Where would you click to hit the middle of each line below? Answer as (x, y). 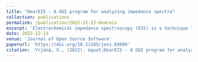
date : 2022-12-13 (27, 34)
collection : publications (38, 17)
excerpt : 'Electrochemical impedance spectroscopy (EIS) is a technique (97, 28)
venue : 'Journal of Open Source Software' (59, 39)
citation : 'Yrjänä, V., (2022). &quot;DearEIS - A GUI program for (91, 50)
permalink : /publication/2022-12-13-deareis (62, 22)
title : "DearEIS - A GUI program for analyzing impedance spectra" (91, 12)
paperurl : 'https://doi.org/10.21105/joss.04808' (68, 45)
